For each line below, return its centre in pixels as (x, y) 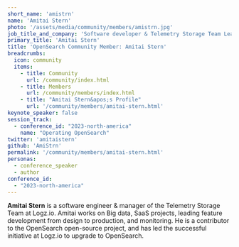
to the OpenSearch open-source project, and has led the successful (107, 229)
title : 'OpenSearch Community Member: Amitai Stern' (87, 47)
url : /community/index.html (68, 80)
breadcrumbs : (27, 54)
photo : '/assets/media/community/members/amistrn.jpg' (90, 27)
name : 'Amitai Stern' (39, 21)
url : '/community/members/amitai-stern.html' (95, 106)
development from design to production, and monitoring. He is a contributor (118, 221)
